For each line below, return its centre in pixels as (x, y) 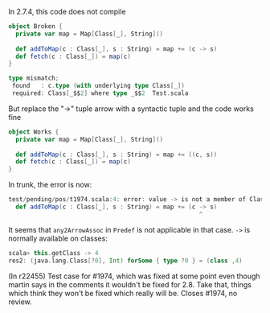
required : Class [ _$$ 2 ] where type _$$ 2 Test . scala (100, 93)
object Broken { (35, 27)
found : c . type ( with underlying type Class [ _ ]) (98, 86)
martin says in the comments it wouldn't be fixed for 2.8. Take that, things (130, 284)
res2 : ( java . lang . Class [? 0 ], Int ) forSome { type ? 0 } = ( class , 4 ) (125, 261)
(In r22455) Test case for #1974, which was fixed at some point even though (134, 276)
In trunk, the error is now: (50, 185)
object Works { (34, 132)
